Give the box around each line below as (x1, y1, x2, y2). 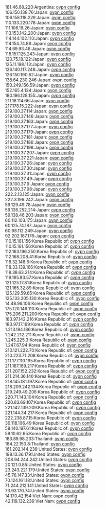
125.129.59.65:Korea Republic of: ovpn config (5, 290, 96, 296)
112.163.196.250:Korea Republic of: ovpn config (5, 249, 99, 254)
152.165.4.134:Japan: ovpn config (5, 88, 71, 93)
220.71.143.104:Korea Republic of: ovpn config (5, 394, 97, 400)
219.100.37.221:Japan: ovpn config (5, 155, 74, 161)
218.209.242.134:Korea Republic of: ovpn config (5, 384, 102, 390)
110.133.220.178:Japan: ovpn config (5, 20, 76, 25)
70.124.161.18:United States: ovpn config (5, 477, 85, 483)
